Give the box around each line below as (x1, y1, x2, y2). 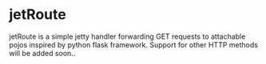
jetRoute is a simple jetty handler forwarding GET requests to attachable (9, 32, 246, 41)
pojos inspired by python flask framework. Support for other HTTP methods (9, 40, 259, 49)
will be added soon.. (9, 48, 76, 58)
